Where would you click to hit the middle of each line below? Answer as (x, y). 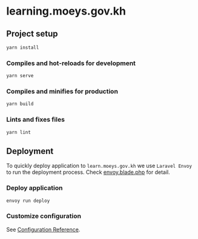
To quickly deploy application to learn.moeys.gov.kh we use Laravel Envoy (99, 166)
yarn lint (19, 132)
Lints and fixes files (36, 120)
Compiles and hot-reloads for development (71, 63)
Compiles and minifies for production (62, 91)
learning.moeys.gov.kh (66, 11)
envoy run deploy (28, 201)
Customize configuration (44, 216)
